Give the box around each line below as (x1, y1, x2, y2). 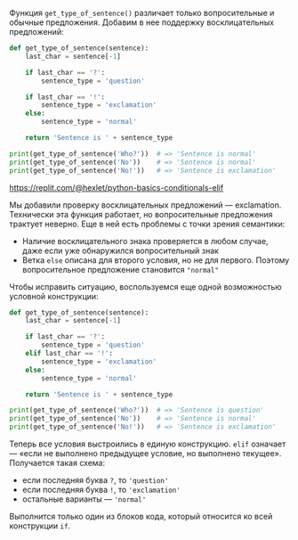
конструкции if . (9, 520, 71, 531)
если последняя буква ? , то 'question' (21, 475, 169, 485)
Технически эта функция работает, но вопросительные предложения (9, 209, 273, 219)
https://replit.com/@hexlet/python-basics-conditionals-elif (9, 182, 224, 192)
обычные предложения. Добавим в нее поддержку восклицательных (9, 17, 274, 28)
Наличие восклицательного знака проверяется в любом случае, (21, 235, 269, 246)
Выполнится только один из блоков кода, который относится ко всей (9, 511, 273, 521)
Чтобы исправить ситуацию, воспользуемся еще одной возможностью (9, 281, 282, 292)
